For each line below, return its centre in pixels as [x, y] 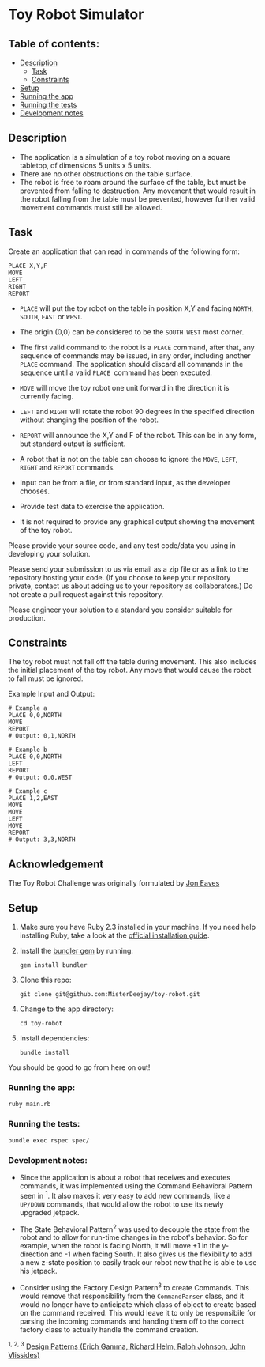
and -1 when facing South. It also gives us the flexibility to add [151, 1254]
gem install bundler [53, 965]
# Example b [28, 750]
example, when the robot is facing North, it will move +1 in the [120, 1246]
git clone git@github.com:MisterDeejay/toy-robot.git [110, 995]
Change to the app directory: [67, 1009]
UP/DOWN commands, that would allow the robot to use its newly [121, 1204]
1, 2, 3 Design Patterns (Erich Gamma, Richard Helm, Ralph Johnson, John [127, 1346]
